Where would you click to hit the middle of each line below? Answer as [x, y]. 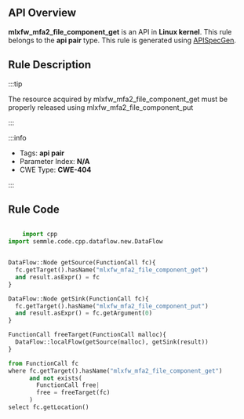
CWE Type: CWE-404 [55, 169]
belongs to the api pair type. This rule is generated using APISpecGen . [122, 40]
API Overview [42, 13]
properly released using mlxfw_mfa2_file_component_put [101, 107]
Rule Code [34, 210]
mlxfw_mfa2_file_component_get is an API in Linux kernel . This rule [120, 31]
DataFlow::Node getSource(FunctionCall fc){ [82, 263]
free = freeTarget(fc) [73, 393]
